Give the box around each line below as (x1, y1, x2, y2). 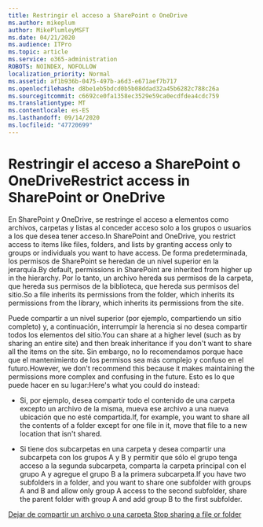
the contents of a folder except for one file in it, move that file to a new (19, 420, 247, 429)
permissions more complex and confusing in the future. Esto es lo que (8, 371, 236, 381)
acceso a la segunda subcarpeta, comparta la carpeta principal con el (19, 461, 247, 470)
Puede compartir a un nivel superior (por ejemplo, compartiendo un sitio (8, 313, 242, 322)
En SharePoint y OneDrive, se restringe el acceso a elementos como (8, 214, 229, 224)
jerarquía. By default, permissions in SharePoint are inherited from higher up (8, 264, 253, 274)
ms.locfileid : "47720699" (8, 121, 93, 129)
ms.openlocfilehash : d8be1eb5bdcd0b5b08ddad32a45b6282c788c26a (8, 84, 220, 93)
